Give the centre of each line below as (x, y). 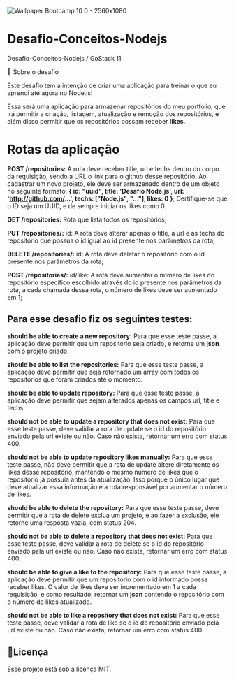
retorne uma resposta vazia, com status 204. (72, 522)
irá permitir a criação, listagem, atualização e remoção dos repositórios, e (113, 114)
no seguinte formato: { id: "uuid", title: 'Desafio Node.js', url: (96, 191)
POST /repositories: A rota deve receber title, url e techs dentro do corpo (113, 168)
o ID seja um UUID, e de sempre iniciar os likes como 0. (87, 205)
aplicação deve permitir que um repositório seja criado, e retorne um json (113, 343)
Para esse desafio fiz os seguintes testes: (100, 319)
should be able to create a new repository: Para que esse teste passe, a (112, 336)
